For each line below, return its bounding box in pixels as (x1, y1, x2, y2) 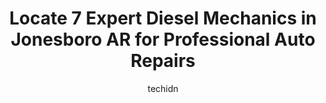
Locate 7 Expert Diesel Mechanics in (9, 7, 317, 30)
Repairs (130, 50, 196, 72)
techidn (147, 82, 179, 94)
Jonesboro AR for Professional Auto (10, 28, 316, 51)
